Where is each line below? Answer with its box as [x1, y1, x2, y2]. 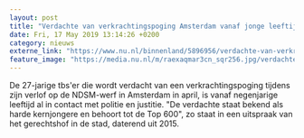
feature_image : [9, 55, 67, 64]
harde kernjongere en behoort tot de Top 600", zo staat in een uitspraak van [9, 109, 293, 119]
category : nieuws [9, 38, 75, 48]
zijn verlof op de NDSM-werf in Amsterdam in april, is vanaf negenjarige [9, 89, 279, 100]
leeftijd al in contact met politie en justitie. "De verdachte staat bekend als [9, 99, 283, 109]
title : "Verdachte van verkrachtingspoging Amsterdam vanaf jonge [9, 22, 265, 31]
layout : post [9, 13, 59, 23]
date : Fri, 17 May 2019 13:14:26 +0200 [9, 30, 160, 39]
